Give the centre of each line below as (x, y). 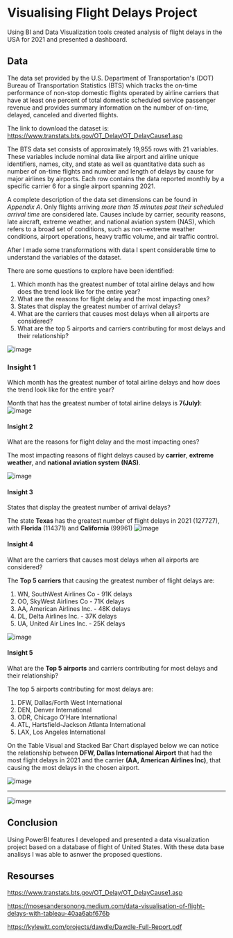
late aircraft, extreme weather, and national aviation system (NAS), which (111, 221)
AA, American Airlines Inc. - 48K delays (74, 608)
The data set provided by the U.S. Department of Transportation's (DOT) (111, 78)
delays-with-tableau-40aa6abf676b (58, 914)
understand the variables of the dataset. (64, 257)
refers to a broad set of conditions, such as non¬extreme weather (101, 229)
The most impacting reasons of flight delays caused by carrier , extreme (111, 455)
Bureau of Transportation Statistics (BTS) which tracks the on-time (102, 85)
